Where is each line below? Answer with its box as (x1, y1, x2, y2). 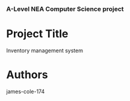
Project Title (6, 27, 69, 41)
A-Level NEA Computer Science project (6, 5, 125, 13)
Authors (6, 68, 48, 82)
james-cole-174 (6, 88, 45, 95)
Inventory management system (6, 47, 83, 54)
